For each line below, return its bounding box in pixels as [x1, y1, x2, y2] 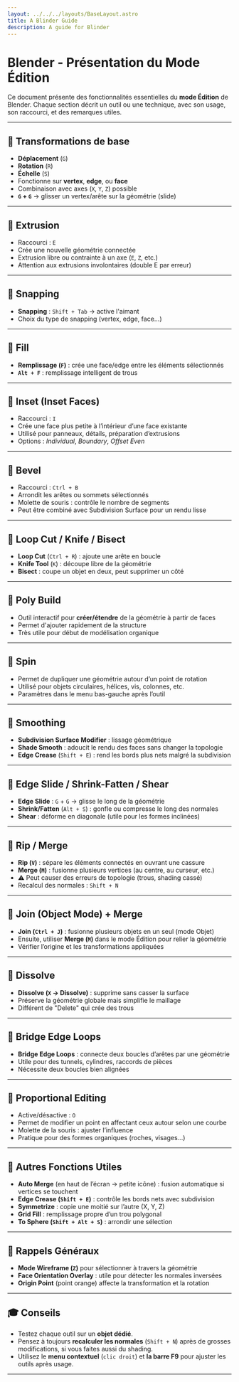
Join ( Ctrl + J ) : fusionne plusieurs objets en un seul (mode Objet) [17, 927, 215, 935]
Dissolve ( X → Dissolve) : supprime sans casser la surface [17, 988, 190, 996]
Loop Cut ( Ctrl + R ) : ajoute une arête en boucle [17, 552, 161, 560]
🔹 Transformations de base [7, 135, 130, 147]
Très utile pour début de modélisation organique [17, 628, 159, 637]
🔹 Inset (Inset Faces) [7, 395, 100, 408]
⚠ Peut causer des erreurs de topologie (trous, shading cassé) [17, 873, 203, 882]
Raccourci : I [17, 414, 56, 423]
